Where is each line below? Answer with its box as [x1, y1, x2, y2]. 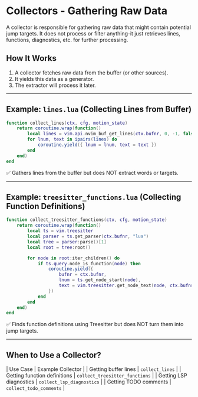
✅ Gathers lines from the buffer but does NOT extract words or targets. [6, 169, 179, 176]
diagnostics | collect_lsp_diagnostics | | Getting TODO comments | [6, 378, 171, 385]
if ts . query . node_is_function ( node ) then [37, 261, 141, 266]
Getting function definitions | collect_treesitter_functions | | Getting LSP [6, 372, 187, 379]
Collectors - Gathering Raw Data [6, 4, 168, 18]
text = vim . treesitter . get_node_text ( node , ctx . [58, 282, 181, 288]
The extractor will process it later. [14, 82, 96, 89]
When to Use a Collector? [6, 350, 101, 360]
